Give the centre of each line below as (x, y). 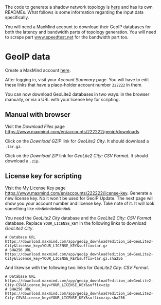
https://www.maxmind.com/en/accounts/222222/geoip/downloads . (73, 131)
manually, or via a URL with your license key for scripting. (63, 99)
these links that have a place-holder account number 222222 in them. (74, 85)
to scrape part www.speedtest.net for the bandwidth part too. (67, 37)
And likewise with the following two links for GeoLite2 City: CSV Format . (77, 268)
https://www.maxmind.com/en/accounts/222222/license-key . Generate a (79, 193)
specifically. (17, 17)
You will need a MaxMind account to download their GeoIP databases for (78, 27)
